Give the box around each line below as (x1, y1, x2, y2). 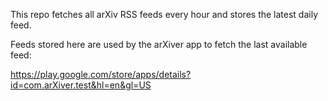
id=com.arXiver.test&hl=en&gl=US (10, 79, 152, 91)
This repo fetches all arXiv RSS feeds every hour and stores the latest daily (10, 9, 319, 20)
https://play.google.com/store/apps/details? (10, 69, 192, 80)
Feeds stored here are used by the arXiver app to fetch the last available (10, 39, 308, 50)
